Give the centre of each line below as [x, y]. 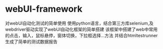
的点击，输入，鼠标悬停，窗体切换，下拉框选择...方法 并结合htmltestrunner [81, 35]
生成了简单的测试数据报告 [31, 41]
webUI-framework [44, 9]
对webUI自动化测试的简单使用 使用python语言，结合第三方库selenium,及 [80, 23]
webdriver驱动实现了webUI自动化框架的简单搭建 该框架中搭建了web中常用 [81, 29]
